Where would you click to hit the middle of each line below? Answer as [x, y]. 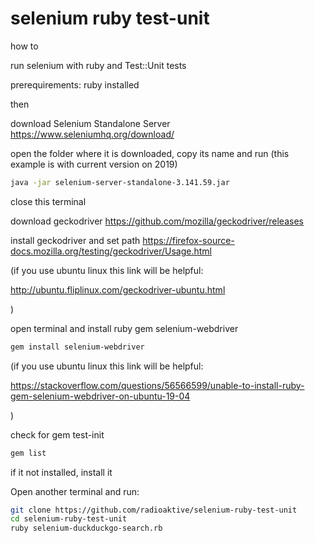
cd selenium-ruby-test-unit [69, 519]
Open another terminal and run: [75, 491]
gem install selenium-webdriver [77, 347]
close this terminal [48, 201]
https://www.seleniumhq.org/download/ [92, 134]
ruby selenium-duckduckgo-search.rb [86, 528]
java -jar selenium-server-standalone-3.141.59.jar [120, 182]
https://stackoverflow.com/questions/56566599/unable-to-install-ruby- [157, 385]
